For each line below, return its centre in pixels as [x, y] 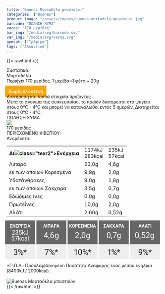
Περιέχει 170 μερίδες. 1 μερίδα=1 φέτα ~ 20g [53, 81]
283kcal [94, 156]
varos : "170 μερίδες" [29, 28]
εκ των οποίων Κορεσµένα [40, 172]
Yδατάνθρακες [27, 180]
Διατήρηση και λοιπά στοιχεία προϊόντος [49, 97]
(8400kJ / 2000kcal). [28, 271]
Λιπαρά [18, 164]
